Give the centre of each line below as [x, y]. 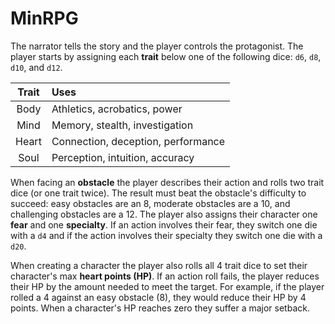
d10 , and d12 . [36, 67]
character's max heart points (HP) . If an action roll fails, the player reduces [165, 276]
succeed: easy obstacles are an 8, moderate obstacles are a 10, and [150, 203]
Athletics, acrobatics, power [117, 109]
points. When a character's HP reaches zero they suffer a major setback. [160, 308]
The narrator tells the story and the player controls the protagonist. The [157, 46]
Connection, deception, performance [138, 141]
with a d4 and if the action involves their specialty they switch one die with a [166, 235]
